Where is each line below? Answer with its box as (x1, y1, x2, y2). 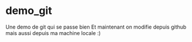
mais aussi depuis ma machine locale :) (5, 29, 101, 36)
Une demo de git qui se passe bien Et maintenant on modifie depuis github (5, 23, 187, 30)
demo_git (5, 4, 52, 17)
